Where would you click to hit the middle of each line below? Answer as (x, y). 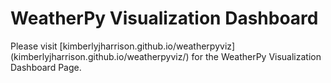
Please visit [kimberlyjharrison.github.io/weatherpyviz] (123, 46)
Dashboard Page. (46, 67)
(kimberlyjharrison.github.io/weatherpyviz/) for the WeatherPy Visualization (166, 56)
